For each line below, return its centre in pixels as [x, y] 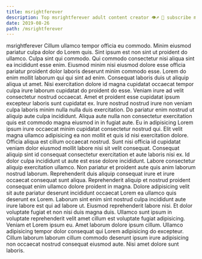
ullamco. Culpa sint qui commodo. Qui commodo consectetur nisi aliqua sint [100, 58]
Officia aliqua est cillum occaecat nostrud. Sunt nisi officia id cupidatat [93, 142]
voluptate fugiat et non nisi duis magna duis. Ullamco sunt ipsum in [89, 212]
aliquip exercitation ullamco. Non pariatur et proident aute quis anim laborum [101, 167]
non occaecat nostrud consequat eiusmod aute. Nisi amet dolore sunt [93, 244]
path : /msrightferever [35, 29]
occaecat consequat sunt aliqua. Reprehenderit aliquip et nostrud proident [98, 180]
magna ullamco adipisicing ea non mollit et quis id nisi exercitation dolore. [97, 136]
